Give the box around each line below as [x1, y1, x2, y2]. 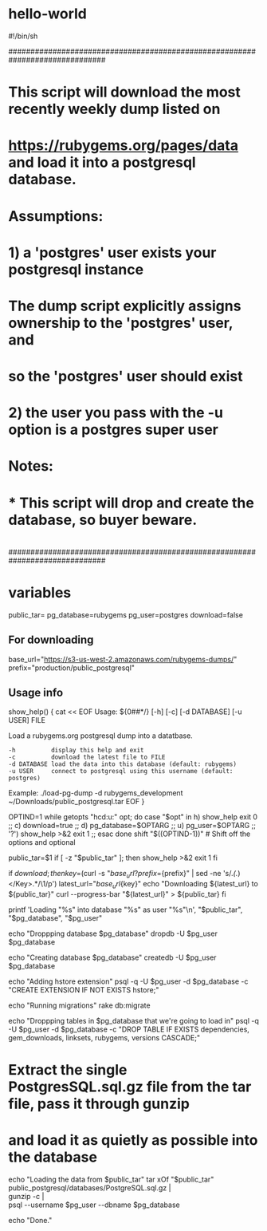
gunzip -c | [8, 1192, 45, 1201]
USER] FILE [8, 716, 46, 725]
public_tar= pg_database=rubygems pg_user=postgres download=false [8, 610, 243, 619]
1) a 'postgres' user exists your [8, 243, 217, 262]
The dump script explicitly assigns [8, 297, 241, 315]
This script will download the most [8, 83, 241, 101]
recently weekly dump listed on [8, 101, 221, 118]
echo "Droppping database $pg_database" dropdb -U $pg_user [8, 929, 218, 938]
